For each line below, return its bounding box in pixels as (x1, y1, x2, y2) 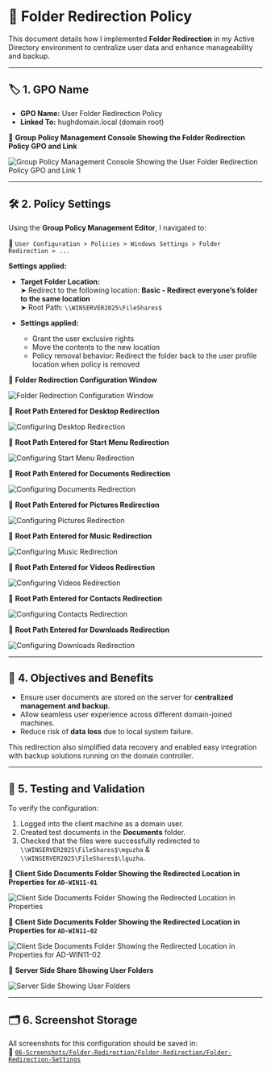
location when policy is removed (31, 359, 140, 369)
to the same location (19, 293, 90, 303)
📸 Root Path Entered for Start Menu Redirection (8, 437, 169, 447)
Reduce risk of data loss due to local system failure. (19, 727, 194, 737)
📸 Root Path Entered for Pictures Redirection (8, 500, 160, 509)
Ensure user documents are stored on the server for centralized (19, 692, 234, 702)
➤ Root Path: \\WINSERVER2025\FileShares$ (19, 302, 163, 312)
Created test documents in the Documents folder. (19, 828, 186, 837)
